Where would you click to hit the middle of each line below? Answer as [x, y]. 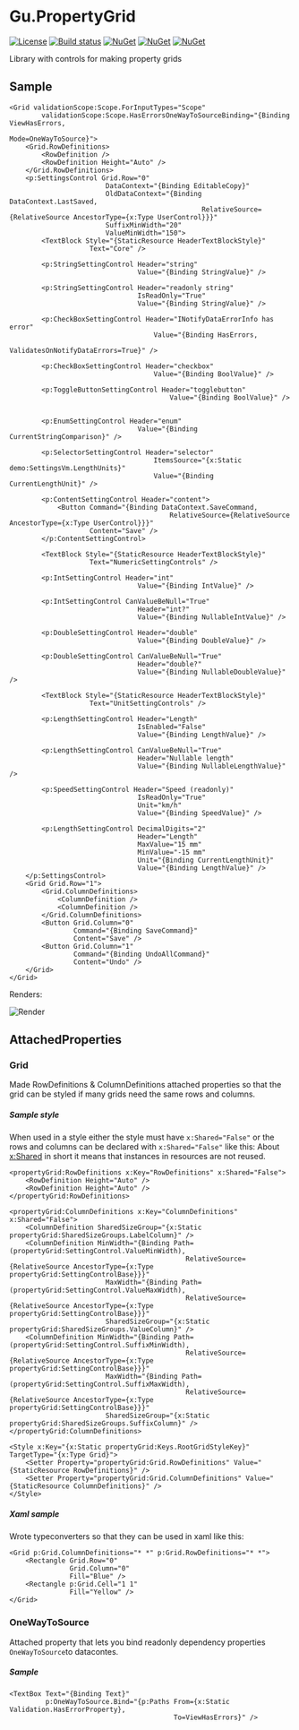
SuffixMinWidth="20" [143, 225]
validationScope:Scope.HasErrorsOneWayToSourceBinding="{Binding [166, 115]
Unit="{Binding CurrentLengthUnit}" [206, 860]
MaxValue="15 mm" [170, 844]
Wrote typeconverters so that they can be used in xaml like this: [127, 1536]
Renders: [26, 994]
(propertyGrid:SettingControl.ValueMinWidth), [98, 1252]
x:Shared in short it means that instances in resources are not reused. [137, 1157]
